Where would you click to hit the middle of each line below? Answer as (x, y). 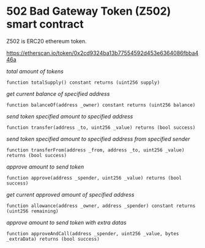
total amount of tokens (35, 71)
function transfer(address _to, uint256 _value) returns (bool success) (101, 127)
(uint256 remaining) (33, 211)
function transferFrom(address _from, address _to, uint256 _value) (95, 150)
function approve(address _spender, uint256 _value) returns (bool (94, 178)
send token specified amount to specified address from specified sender (98, 139)
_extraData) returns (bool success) (53, 239)
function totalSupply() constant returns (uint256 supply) (83, 82)
